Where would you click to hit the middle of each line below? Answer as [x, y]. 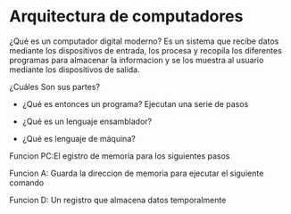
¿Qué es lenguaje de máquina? [79, 138]
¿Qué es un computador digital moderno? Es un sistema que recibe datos [144, 41]
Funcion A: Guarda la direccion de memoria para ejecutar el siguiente [137, 173]
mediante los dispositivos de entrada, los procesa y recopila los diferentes [146, 50]
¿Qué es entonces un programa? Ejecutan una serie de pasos [135, 103]
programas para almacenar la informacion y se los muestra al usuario [137, 60]
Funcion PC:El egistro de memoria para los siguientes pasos [120, 156]
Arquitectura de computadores [126, 16]
